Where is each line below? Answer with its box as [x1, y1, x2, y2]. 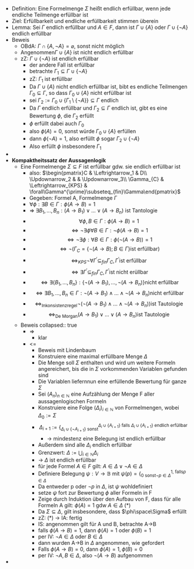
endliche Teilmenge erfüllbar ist [11, 11, 89, 18]
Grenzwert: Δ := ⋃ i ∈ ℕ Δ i [38, 449, 99, 458]
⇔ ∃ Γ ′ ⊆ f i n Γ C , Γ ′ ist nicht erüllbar [71, 268, 149, 277]
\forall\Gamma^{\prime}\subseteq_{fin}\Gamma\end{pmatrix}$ [29, 188, 181, 195]
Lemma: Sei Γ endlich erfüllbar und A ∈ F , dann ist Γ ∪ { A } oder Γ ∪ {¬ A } [11, 24, 188, 31]
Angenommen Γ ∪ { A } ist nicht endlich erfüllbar [20, 49, 134, 55]
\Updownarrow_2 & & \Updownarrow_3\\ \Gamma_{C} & [29, 175, 165, 182]
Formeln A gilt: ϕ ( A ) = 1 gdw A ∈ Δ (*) [38, 501, 131, 509]
